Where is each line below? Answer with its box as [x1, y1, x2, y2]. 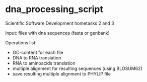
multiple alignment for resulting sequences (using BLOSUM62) [12, 65, 142, 71]
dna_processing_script [5, 4, 103, 15]
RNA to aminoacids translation [12, 60, 76, 66]
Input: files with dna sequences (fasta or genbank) [5, 30, 110, 36]
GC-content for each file [12, 49, 63, 55]
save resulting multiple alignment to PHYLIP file [12, 70, 111, 76]
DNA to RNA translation [12, 54, 61, 61]
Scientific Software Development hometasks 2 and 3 [5, 20, 114, 26]
